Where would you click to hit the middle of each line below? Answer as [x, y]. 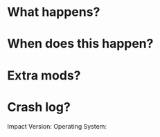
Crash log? [39, 107]
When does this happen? [80, 44]
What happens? [54, 12]
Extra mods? [44, 75]
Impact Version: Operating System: [57, 126]
